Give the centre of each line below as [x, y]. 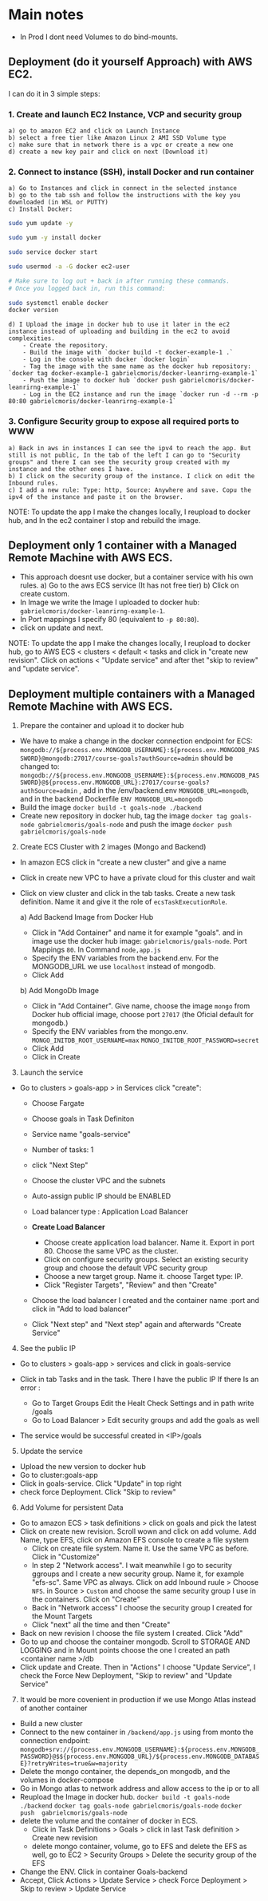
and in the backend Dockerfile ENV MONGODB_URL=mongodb [111, 799]
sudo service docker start [53, 252]
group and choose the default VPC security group [126, 1268]
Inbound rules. [33, 483]
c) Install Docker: [41, 209]
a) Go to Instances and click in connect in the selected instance [123, 188]
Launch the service [51, 1072]
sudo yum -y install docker [55, 238]
